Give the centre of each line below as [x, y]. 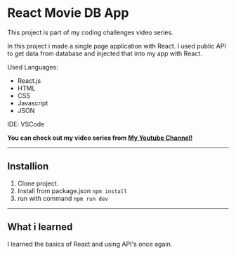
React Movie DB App [68, 13]
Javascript [33, 103]
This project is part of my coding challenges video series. [90, 32]
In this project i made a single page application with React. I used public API [117, 46]
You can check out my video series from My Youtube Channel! [100, 138]
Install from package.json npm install [72, 190]
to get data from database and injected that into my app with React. [105, 53]
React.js [29, 80]
